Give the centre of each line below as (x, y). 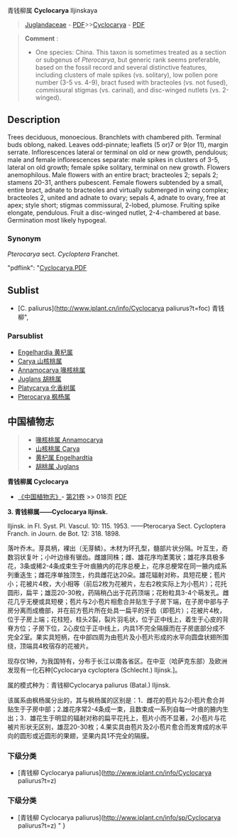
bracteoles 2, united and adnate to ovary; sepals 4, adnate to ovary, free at (116, 197)
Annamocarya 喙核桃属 (51, 370)
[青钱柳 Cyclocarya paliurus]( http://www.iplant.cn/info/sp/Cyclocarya (119, 817)
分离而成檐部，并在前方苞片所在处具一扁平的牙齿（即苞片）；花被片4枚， (120, 611)
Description (34, 120)
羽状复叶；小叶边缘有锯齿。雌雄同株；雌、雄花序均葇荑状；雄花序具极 (116, 558)
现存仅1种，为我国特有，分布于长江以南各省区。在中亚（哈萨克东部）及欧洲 (117, 661)
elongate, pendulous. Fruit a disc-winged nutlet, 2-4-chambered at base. (114, 213)
